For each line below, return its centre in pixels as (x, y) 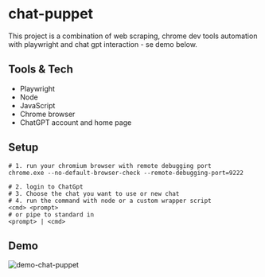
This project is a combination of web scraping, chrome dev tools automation (133, 36)
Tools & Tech (41, 70)
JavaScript (37, 105)
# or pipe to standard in (51, 215)
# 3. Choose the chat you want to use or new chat (94, 193)
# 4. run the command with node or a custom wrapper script (110, 201)
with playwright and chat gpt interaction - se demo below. (103, 44)
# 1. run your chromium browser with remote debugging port (110, 166)
